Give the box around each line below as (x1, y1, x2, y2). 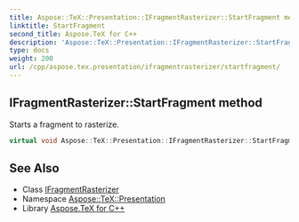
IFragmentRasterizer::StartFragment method (9, 95, 263, 111)
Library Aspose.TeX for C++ (21, 203, 125, 214)
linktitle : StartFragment (9, 21, 105, 30)
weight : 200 (9, 54, 53, 63)
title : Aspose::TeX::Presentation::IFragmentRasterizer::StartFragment (9, 12, 280, 22)
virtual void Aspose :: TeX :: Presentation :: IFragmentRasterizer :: (9, 136, 253, 145)
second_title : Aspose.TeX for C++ (9, 29, 138, 38)
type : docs (9, 46, 50, 55)
